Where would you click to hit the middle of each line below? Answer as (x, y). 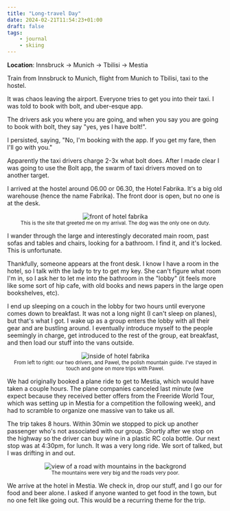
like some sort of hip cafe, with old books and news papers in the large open (115, 285)
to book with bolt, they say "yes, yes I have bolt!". (77, 127)
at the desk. (24, 203)
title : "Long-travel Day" (44, 13)
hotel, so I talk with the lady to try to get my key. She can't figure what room (114, 271)
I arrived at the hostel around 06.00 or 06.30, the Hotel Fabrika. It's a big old (115, 189)
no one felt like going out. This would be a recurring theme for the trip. (106, 500)
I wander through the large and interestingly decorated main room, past (108, 236)
